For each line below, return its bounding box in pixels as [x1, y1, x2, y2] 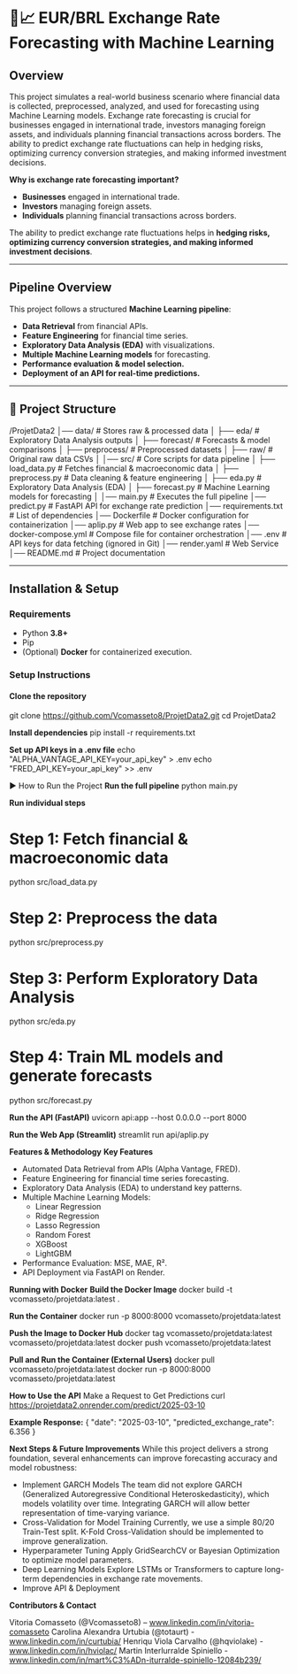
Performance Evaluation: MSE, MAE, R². [21, 1258, 168, 1269]
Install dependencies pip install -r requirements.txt [9, 727, 196, 738]
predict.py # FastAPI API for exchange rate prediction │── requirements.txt [9, 500, 284, 511]
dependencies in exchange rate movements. [41, 1573, 203, 1585]
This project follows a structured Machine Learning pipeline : [9, 303, 232, 314]
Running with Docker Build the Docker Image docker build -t [9, 1285, 232, 1295]
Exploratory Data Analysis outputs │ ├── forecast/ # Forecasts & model [9, 434, 270, 445]
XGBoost [34, 1239, 68, 1249]
